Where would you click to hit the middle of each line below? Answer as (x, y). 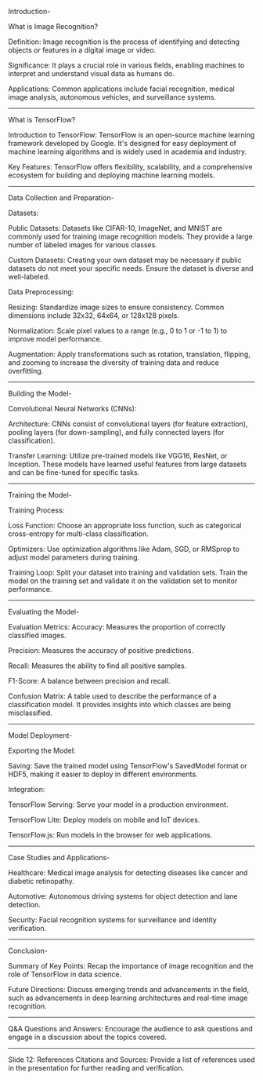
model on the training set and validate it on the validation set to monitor (123, 581)
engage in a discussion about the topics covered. (87, 1037)
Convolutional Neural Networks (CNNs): (72, 409)
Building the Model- (40, 393)
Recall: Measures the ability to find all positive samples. (97, 666)
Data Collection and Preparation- (61, 198)
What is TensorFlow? (42, 120)
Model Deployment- (40, 735)
